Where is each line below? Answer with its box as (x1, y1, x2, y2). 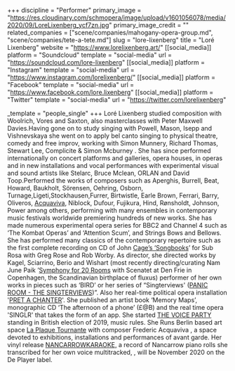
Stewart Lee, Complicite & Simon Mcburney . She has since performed (7, 147, 212, 155)
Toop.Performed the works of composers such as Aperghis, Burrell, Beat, (7, 176, 220, 185)
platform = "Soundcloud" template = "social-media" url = (7, 51, 173, 59)
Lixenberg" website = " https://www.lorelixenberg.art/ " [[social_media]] (7, 44, 212, 51)
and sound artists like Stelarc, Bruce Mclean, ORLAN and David (7, 169, 190, 177)
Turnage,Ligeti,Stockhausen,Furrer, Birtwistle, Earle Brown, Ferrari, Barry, (7, 191, 220, 200)
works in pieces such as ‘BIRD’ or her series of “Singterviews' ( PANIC (7, 281, 208, 289)
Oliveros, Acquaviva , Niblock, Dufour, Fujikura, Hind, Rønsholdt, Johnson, (7, 199, 220, 207)
